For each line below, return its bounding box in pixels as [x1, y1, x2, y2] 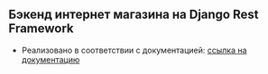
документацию [21, 53, 80, 65]
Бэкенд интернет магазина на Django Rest [8, 7, 259, 22]
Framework [8, 21, 74, 37]
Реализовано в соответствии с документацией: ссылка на [21, 45, 247, 55]
